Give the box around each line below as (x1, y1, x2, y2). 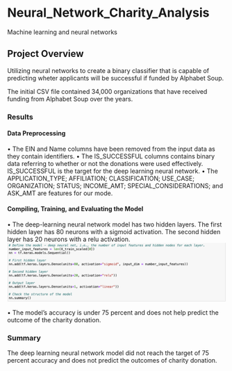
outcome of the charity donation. (7, 315, 101, 324)
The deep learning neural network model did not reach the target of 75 (7, 349, 210, 357)
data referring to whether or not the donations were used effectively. (7, 159, 204, 167)
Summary (7, 333, 42, 343)
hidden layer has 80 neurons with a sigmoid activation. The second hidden (7, 228, 221, 236)
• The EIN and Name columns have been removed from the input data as (7, 145, 215, 153)
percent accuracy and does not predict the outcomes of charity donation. (7, 356, 217, 365)
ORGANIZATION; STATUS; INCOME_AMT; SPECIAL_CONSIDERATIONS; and (7, 181, 224, 190)
